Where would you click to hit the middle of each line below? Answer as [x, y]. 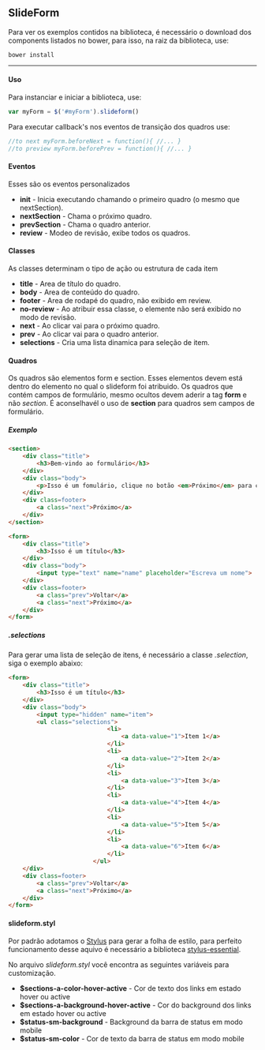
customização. [32, 973]
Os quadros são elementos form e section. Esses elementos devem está [125, 378]
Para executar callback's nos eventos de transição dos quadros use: [119, 126]
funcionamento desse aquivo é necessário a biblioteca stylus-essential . [125, 949]
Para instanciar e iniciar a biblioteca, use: [75, 97]
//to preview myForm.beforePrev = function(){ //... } [100, 148]
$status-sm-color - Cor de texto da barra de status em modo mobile [132, 1038]
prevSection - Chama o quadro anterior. [85, 224]
